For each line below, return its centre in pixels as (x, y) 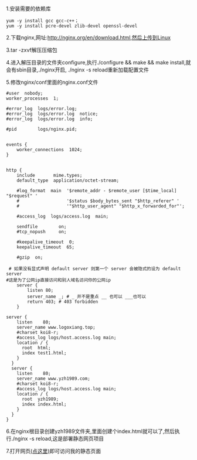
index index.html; (44, 404)
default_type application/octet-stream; (68, 180)
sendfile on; (42, 227)
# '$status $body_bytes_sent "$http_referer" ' (98, 201)
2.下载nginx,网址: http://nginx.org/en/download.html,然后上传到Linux (89, 38)
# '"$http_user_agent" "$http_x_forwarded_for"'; (101, 206)
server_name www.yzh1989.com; (54, 379)
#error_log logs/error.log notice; (52, 114)
